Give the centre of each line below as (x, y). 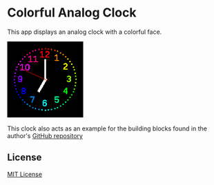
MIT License (25, 174)
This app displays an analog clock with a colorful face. (85, 32)
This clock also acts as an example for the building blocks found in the (107, 128)
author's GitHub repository (45, 135)
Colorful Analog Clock (72, 13)
